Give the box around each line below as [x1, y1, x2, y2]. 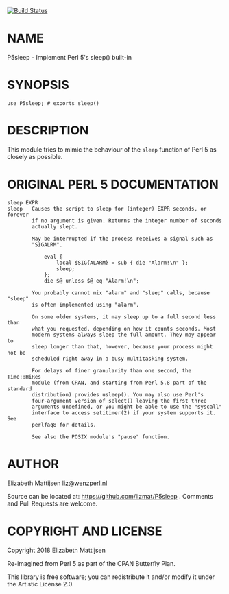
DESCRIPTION [7, 123, 89, 139]
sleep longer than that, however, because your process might [32, 343, 213, 350]
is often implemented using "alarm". [32, 301, 139, 308]
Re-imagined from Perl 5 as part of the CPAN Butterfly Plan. [7, 559, 176, 567]
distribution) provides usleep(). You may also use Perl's [32, 391, 204, 398]
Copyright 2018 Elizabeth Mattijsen [7, 546, 106, 554]
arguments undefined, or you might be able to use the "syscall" [32, 403, 223, 410]
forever [7, 211, 29, 218]
